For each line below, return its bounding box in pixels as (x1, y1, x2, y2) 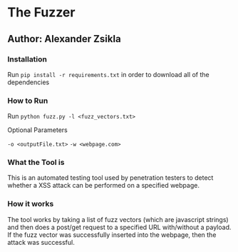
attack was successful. (7, 238, 75, 246)
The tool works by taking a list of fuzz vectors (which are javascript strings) (7, 215, 229, 223)
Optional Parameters (7, 126, 68, 134)
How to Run (7, 96, 48, 106)
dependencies (7, 78, 50, 86)
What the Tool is (7, 158, 65, 168)
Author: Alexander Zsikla (7, 33, 121, 45)
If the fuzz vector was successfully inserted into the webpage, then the (7, 230, 217, 239)
